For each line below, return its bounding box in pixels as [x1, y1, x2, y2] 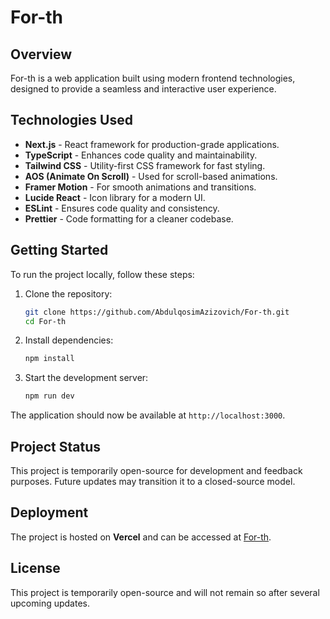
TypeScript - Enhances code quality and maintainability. [24, 149, 258, 161]
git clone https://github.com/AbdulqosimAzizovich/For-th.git [24, 307, 290, 317]
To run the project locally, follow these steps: [10, 268, 195, 280]
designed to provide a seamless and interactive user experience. [10, 83, 277, 95]
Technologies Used [10, 112, 133, 129]
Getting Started [10, 242, 109, 259]
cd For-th [24, 316, 67, 326]
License [10, 560, 61, 577]
